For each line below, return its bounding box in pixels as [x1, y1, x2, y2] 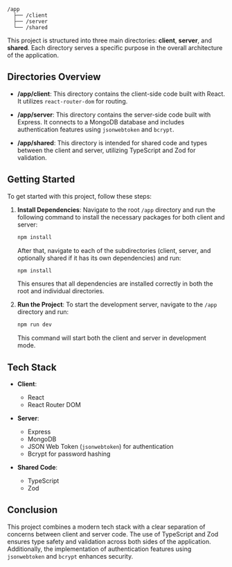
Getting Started [7, 174, 75, 186]
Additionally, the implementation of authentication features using [7, 545, 192, 553]
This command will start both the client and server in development [17, 334, 206, 343]
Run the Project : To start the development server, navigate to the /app [17, 300, 217, 309]
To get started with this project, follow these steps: [7, 192, 152, 200]
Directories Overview [7, 71, 101, 83]
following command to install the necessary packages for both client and [17, 213, 225, 221]
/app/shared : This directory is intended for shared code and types [17, 138, 208, 147]
